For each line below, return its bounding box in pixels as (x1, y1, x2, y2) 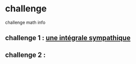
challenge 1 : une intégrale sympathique (5, 34, 131, 42)
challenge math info (5, 19, 45, 25)
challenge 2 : (5, 51, 46, 59)
